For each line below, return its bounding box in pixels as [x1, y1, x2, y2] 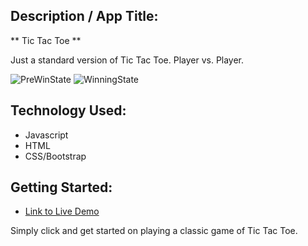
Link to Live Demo [24, 205, 100, 218]
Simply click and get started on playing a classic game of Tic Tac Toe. [10, 225, 298, 237]
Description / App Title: [10, 8, 159, 25]
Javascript [24, 129, 69, 141]
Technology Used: [10, 102, 127, 119]
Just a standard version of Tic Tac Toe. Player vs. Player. [10, 54, 245, 66]
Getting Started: [10, 179, 113, 196]
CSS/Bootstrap [24, 150, 87, 162]
